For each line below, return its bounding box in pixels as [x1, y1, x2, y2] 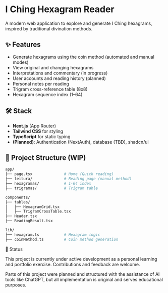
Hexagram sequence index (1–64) [12, 91, 83, 97]
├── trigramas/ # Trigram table [5, 186, 98, 191]
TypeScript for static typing [12, 133, 71, 140]
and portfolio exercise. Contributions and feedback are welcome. [5, 261, 140, 267]
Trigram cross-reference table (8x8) [12, 86, 88, 92]
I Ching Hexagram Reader [5, 4, 115, 15]
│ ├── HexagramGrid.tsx [5, 204, 60, 210]
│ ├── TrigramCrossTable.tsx [5, 209, 71, 214]
